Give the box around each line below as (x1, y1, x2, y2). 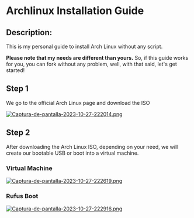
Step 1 (6, 84, 29, 94)
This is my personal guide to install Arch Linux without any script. (6, 43, 163, 50)
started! (6, 67, 25, 74)
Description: (6, 28, 53, 38)
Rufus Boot (6, 192, 39, 200)
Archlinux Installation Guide (6, 4, 144, 18)
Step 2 (6, 128, 30, 138)
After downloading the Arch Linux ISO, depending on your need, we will (6, 143, 178, 150)
